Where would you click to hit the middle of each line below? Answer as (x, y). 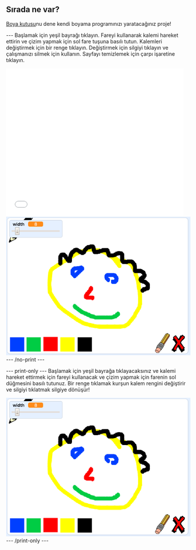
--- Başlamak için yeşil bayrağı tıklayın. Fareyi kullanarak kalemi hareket (92, 35)
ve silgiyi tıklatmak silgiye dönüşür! (48, 390)
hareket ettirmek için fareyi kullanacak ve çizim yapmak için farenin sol (91, 377)
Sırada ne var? (33, 10)
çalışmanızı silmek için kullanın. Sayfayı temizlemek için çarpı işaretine (91, 54)
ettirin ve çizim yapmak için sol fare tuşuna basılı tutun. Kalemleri (84, 41)
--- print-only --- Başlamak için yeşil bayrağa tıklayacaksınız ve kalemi (91, 371)
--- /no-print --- (25, 359)
